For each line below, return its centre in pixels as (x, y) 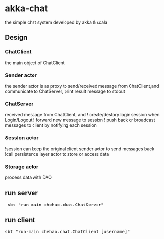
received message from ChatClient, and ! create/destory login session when (82, 115)
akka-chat (27, 9)
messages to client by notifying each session (51, 125)
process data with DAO (28, 177)
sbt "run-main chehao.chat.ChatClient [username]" (67, 232)
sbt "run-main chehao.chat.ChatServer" (56, 205)
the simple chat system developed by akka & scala (56, 22)
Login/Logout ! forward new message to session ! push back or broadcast (80, 120)
